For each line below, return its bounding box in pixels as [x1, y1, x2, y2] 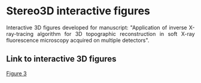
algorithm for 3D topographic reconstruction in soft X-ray [37, 30, 195, 37]
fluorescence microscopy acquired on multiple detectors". [6, 36, 150, 44]
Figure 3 [6, 70, 27, 77]
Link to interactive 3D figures [6, 54, 117, 64]
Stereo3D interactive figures [6, 4, 151, 18]
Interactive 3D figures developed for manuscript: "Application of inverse [6, 24, 187, 31]
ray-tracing [6, 30, 34, 37]
